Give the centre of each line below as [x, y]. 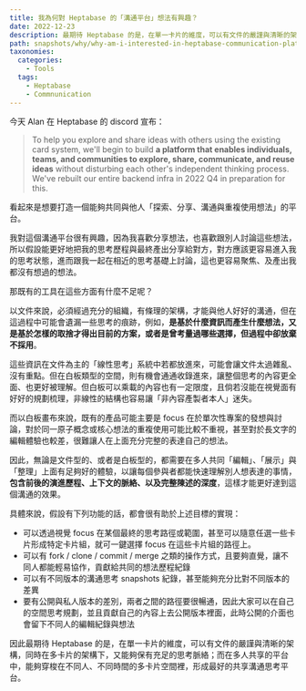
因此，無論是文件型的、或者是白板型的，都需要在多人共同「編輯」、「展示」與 [153, 459]
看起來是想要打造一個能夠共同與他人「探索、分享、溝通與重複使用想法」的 [149, 207]
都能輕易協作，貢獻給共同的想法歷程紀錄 [115, 567]
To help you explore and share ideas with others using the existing [156, 139]
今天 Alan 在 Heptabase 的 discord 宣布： [87, 121]
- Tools [40, 69]
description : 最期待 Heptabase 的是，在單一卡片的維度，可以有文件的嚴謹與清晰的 [150, 35]
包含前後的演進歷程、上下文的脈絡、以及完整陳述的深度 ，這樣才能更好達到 [149, 482]
